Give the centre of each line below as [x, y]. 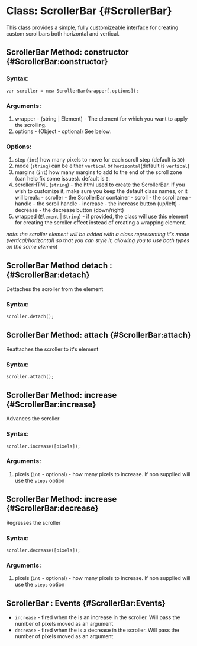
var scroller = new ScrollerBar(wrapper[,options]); [72, 91]
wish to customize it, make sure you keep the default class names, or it [101, 191]
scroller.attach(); [30, 377]
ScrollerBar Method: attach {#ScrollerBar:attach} [99, 335]
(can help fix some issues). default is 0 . [62, 179]
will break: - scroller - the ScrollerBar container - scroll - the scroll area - [103, 198]
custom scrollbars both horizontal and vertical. [63, 33]
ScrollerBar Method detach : [59, 265]
